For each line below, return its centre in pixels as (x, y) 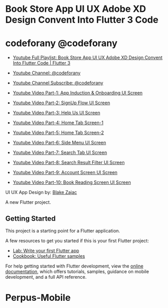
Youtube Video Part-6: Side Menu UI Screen (59, 143)
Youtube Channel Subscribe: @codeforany (58, 83)
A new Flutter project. (28, 202)
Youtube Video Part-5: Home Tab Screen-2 (58, 133)
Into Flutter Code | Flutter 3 (41, 63)
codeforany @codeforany (61, 43)
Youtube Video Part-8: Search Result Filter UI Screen (69, 163)
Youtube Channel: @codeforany (46, 73)
